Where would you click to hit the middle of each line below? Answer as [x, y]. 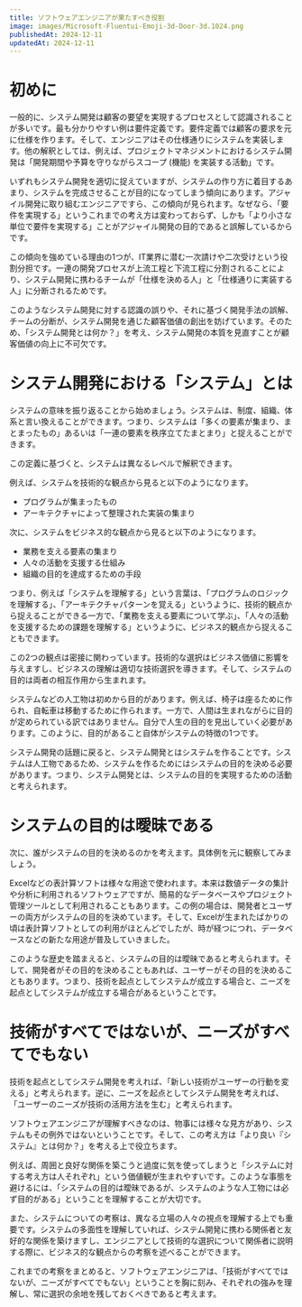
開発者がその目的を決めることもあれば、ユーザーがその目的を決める [159, 970]
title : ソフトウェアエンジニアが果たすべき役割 [87, 18]
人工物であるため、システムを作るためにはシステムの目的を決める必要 [163, 764]
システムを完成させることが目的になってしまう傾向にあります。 [151, 193]
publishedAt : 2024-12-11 [56, 34]
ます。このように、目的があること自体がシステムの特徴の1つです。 [140, 733]
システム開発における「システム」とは [151, 384]
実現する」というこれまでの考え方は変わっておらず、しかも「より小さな [159, 215]
